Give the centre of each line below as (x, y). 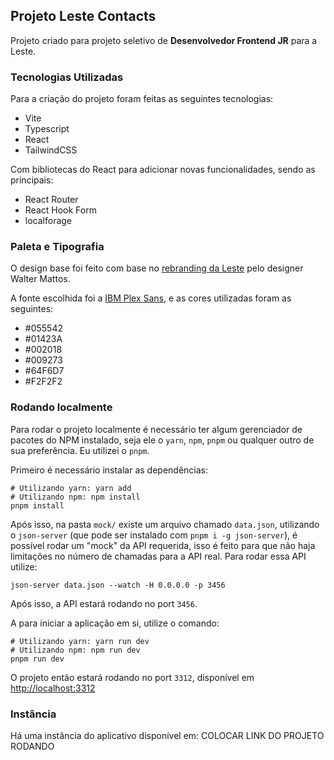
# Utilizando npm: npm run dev (75, 650)
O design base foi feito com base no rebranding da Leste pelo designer (157, 268)
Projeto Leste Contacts (83, 16)
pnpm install (37, 505)
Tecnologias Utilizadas (67, 77)
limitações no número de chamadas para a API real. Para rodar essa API (158, 556)
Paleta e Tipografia (57, 247)
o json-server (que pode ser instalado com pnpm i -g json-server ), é (154, 535)
